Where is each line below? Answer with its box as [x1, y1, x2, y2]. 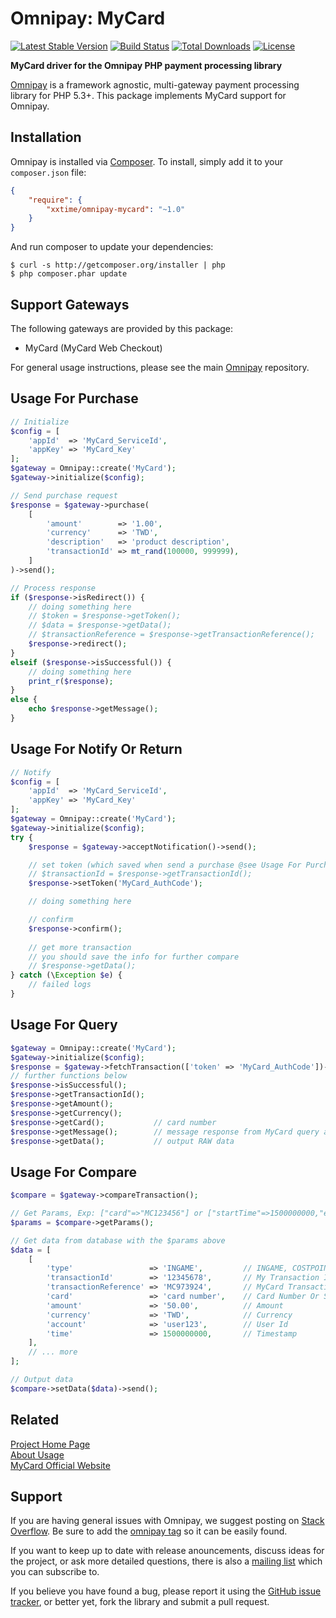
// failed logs [28, 980, 92, 990]
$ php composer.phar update [10, 269, 128, 279]
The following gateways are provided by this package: [10, 322, 234, 334]
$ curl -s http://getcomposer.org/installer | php [10, 260, 226, 271]
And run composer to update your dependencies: [10, 241, 214, 253]
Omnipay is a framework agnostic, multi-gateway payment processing [10, 78, 300, 91]
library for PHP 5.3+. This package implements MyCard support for [10, 89, 287, 101]
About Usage [10, 1448, 65, 1461]
